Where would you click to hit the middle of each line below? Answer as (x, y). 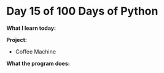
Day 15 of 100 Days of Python (82, 11)
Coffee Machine (36, 51)
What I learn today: (31, 28)
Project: (17, 40)
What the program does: (38, 63)
